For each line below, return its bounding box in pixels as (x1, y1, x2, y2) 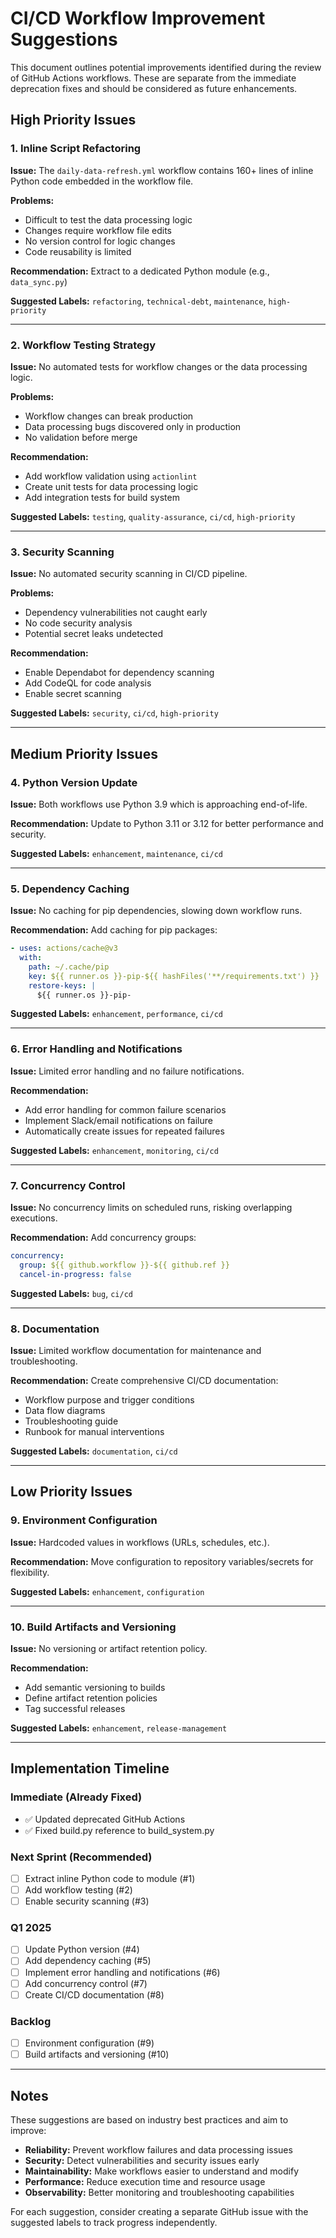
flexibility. (10, 1566, 50, 1578)
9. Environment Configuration (10, 1513, 158, 1527)
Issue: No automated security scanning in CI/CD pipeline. (10, 568, 248, 580)
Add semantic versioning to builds (24, 1681, 166, 1693)
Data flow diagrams (24, 1404, 106, 1416)
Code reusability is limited (24, 245, 132, 257)
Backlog (10, 2014, 52, 2028)
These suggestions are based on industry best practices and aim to (10, 2113, 289, 2126)
